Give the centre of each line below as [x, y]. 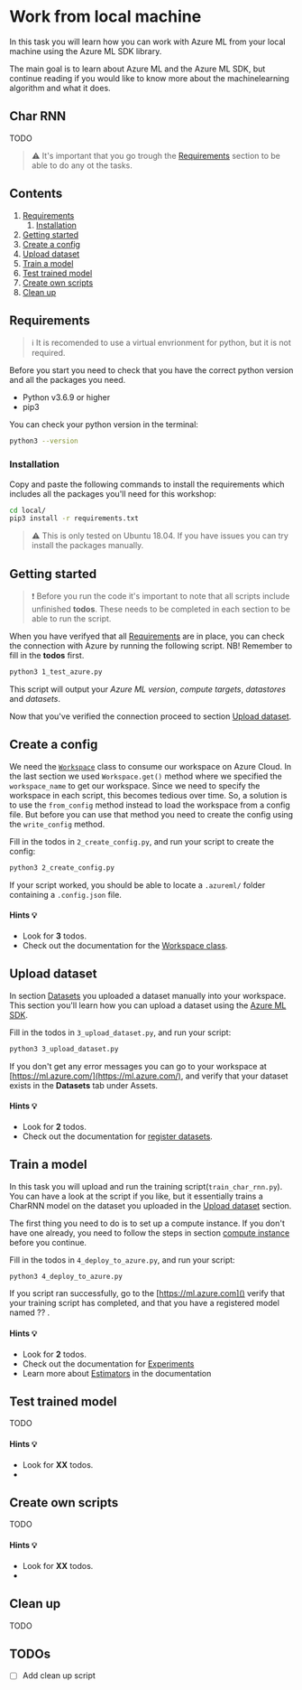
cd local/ [28, 510]
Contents [36, 194]
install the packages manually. [87, 546]
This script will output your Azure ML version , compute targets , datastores [148, 689]
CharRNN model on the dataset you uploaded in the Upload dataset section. [151, 1205]
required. [48, 353]
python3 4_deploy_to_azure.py [66, 1276]
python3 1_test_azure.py [56, 672]
